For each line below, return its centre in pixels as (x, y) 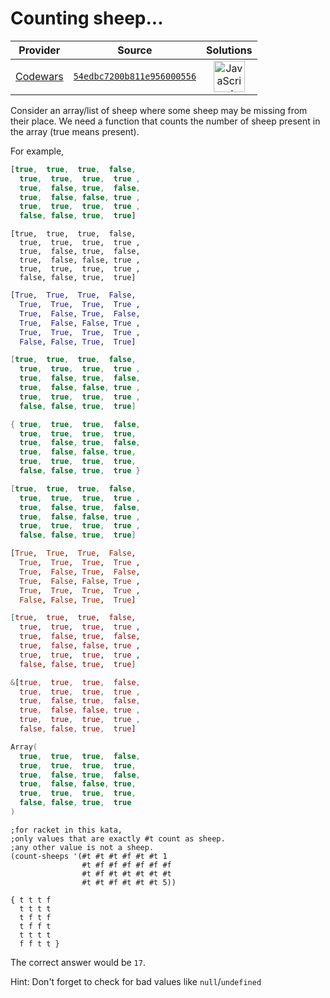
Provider (39, 50)
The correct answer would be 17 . (78, 962)
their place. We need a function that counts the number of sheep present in (165, 121)
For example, (37, 151)
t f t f (35, 917)
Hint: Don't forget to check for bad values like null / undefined (136, 981)
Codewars (39, 76)
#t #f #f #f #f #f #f (126, 865)
